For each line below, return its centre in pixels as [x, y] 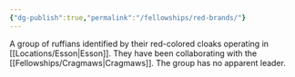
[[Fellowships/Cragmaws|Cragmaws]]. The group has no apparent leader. [148, 63]
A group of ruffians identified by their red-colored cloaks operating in [139, 43]
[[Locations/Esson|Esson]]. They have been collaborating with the [133, 53]
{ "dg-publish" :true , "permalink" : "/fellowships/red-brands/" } [128, 18]
